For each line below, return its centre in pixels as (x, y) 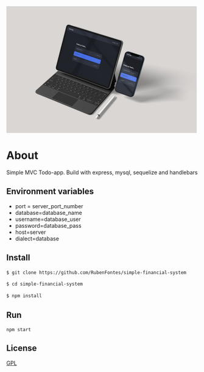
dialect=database (37, 238)
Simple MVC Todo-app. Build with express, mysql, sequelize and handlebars (102, 172)
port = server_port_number (49, 206)
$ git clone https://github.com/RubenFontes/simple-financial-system (97, 272)
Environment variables (50, 191)
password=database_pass (48, 225)
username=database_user (48, 219)
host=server (30, 232)
